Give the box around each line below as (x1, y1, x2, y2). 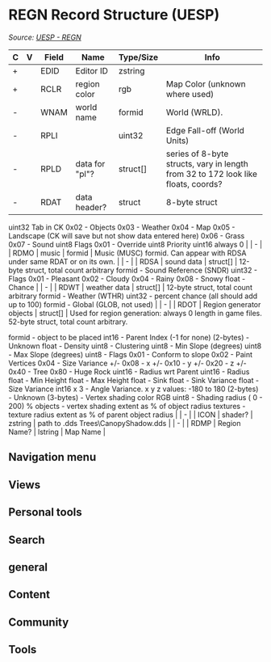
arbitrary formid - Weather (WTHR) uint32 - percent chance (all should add (8, 291, 258, 301)
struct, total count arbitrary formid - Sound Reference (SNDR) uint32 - (24, 265, 258, 275)
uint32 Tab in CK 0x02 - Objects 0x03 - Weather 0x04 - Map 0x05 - (8, 222, 236, 232)
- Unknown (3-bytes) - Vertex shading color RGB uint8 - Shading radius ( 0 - (8, 392, 263, 402)
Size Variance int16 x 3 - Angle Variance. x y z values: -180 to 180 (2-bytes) (8, 384, 259, 394)
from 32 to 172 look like (165, 168, 258, 179)
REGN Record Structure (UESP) (8, 6, 220, 24)
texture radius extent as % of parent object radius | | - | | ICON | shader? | (8, 410, 253, 420)
